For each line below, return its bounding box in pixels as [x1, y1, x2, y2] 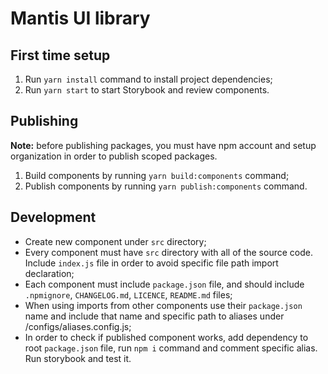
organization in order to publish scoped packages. [10, 150, 218, 162]
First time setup [10, 47, 111, 64]
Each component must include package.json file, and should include [24, 278, 305, 290]
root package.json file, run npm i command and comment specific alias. [24, 342, 318, 354]
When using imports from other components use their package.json [24, 299, 303, 311]
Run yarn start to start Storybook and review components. [24, 84, 270, 96]
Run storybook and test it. [24, 352, 132, 364]
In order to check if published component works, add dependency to [24, 331, 309, 343]
